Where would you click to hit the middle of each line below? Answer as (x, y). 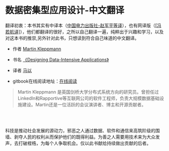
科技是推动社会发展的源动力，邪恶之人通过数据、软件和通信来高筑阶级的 (80, 130)
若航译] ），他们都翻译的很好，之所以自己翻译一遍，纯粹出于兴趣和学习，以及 (84, 31)
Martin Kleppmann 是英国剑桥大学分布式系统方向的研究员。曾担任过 (88, 92)
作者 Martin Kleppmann (37, 49)
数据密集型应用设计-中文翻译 (65, 10)
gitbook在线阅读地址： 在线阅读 (45, 81)
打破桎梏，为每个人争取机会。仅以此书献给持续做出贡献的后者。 (85, 143)
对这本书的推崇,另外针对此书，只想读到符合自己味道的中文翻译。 (72, 38)
